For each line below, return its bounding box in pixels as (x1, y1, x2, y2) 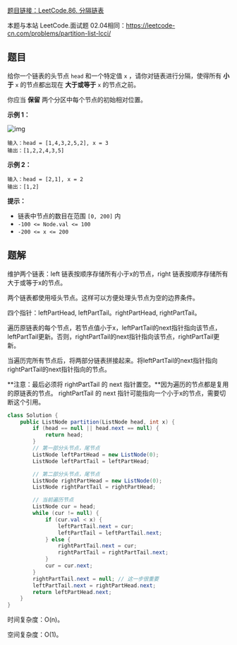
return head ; (44, 431, 83, 438)
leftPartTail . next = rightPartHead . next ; (32, 582, 157, 589)
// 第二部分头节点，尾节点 (32, 470, 100, 477)
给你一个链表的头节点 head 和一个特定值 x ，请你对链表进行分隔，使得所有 (7, 71, 222, 80)
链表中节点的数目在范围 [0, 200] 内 (17, 211, 121, 220)
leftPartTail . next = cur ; (57, 523, 134, 530)
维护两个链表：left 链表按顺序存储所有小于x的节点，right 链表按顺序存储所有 (7, 269, 229, 278)
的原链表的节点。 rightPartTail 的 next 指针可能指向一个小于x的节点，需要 (7, 388, 220, 397)
